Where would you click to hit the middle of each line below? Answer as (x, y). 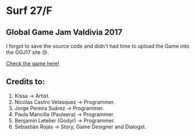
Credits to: (26, 82)
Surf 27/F (29, 11)
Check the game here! (33, 63)
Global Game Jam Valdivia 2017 (64, 32)
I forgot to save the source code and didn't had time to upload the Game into (98, 46)
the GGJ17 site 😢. (28, 52)
